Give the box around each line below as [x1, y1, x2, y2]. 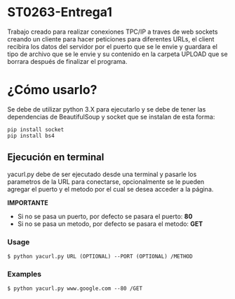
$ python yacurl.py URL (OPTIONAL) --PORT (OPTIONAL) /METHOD [7, 253, 193, 260]
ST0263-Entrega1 [7, 4, 112, 20]
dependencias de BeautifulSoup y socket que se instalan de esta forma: [7, 112, 215, 121]
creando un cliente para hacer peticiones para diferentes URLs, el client [7, 34, 215, 43]
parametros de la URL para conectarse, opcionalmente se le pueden [7, 177, 205, 186]
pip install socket [7, 126, 65, 133]
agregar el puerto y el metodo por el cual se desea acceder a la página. [7, 185, 214, 193]
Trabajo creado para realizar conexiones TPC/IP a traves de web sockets [7, 27, 218, 36]
